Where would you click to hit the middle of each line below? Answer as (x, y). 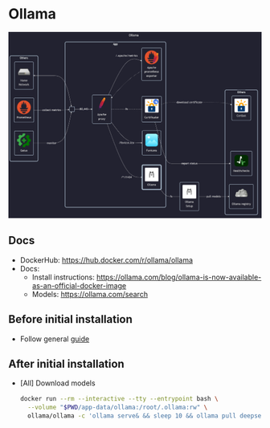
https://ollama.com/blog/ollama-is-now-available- (179, 277)
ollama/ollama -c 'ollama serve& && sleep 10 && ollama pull (132, 416)
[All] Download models (57, 383)
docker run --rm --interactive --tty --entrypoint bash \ (119, 399)
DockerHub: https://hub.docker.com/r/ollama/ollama (106, 260)
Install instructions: (63, 277)
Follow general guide (55, 339)
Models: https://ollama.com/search (90, 294)
